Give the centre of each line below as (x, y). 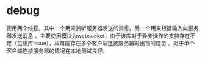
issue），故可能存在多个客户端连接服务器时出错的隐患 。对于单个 (114, 43)
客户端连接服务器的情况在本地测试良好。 (57, 51)
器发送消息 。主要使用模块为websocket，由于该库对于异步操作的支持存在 (98, 35)
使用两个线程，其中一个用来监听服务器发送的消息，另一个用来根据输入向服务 (103, 28)
